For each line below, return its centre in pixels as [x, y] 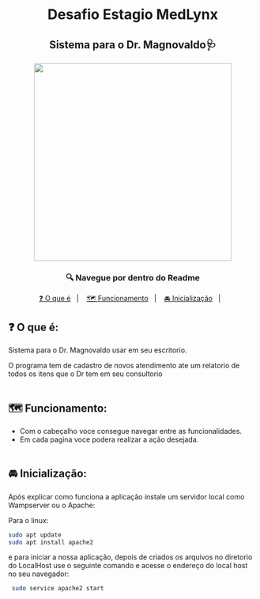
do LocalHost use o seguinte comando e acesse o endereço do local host [128, 566]
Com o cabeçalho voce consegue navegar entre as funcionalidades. [131, 431]
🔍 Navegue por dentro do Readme [133, 277]
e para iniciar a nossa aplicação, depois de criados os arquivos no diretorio [130, 557]
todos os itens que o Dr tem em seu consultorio [85, 374]
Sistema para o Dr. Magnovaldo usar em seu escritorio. [98, 350]
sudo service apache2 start [58, 589]
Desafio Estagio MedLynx [133, 15]
